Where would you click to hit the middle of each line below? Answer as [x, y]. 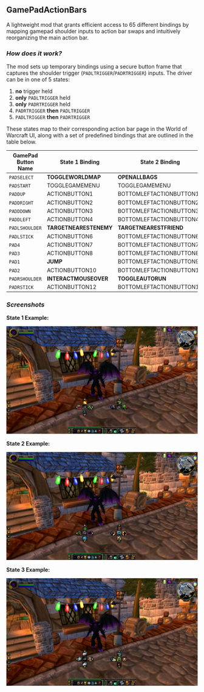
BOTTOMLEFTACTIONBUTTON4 [158, 220]
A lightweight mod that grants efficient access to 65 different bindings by [98, 24]
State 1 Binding [80, 162]
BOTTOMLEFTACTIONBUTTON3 [158, 211]
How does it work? [34, 53]
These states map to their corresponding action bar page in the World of [97, 129]
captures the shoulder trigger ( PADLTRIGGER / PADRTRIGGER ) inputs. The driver [99, 73]
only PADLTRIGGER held [43, 98]
